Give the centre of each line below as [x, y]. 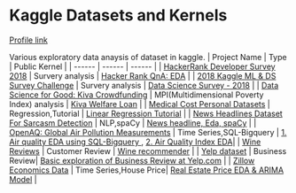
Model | [23, 179]
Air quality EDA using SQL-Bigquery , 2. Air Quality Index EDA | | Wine [135, 142]
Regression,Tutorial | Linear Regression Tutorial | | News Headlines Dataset [146, 113]
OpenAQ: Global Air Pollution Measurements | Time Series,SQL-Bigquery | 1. [148, 132]
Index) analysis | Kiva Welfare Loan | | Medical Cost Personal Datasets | [140, 104]
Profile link [29, 40]
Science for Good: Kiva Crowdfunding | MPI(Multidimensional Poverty [136, 95]
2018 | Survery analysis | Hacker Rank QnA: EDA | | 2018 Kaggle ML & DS [143, 75]
